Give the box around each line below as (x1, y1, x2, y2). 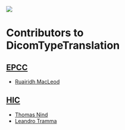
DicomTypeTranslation (6, 39, 120, 52)
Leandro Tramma (14, 117, 57, 124)
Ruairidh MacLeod (14, 78, 60, 85)
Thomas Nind (14, 111, 48, 118)
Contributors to (6, 26, 84, 40)
